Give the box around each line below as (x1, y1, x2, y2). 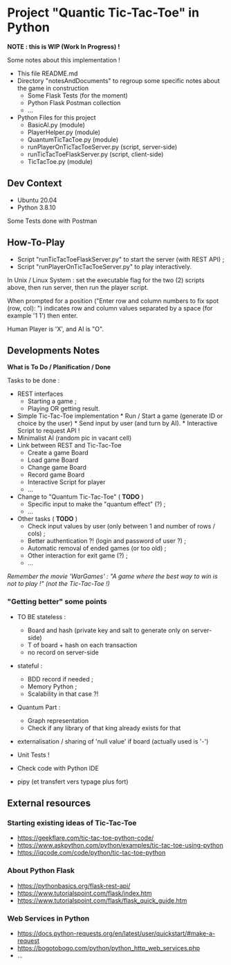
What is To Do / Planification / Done (7, 363, 111, 371)
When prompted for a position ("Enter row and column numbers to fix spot (7, 296, 219, 305)
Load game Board (27, 456, 79, 464)
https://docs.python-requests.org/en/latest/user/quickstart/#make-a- (17, 929, 216, 937)
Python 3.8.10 (17, 203, 57, 212)
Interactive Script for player (27, 478, 106, 486)
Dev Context (7, 178, 62, 190)
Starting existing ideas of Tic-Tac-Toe (7, 818, 137, 827)
